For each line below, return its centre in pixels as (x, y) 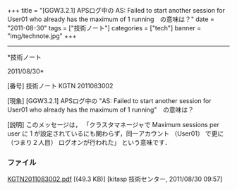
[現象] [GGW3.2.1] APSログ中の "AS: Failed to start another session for (109, 101)
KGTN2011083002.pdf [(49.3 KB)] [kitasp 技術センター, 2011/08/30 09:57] (115, 179)
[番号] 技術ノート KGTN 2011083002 (60, 86)
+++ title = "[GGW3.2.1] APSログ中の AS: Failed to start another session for (116, 10)
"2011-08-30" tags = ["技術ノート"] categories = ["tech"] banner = (104, 28)
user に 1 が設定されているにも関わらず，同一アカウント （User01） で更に (116, 133)
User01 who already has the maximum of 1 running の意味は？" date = (111, 19)
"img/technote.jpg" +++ (42, 36)
